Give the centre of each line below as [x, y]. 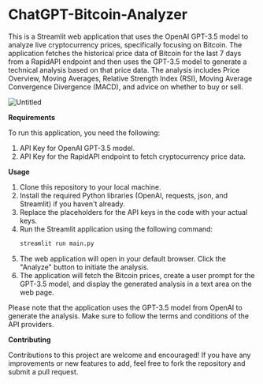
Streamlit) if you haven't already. [72, 204]
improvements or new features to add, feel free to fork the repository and [127, 363]
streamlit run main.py [57, 243]
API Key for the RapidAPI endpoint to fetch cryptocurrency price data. [133, 156]
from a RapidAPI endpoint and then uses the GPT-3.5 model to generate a [128, 62]
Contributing [30, 339]
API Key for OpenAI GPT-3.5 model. [77, 148]
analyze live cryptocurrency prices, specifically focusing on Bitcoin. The [125, 44]
